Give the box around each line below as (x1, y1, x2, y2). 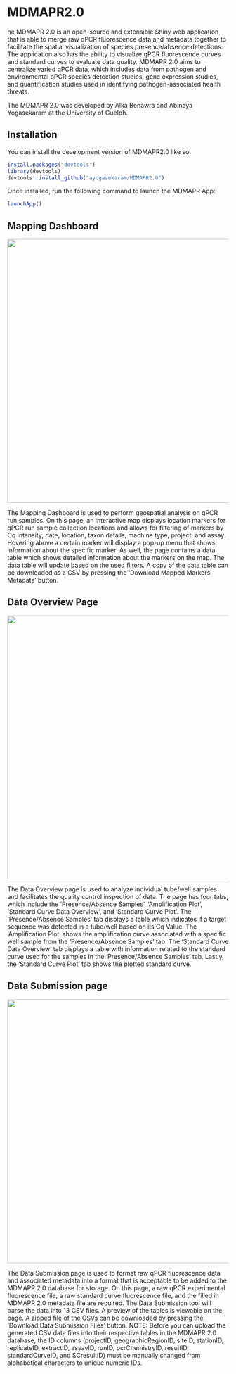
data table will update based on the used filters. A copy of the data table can (7, 561, 229, 570)
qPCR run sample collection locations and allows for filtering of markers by (7, 523, 224, 532)
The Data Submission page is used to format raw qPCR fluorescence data (7, 1268, 221, 1277)
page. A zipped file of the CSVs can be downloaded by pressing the (7, 1313, 204, 1322)
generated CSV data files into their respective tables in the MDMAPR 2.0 (7, 1328, 217, 1337)
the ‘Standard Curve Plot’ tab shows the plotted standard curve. (7, 960, 192, 968)
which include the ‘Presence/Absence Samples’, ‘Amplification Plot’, (7, 900, 203, 908)
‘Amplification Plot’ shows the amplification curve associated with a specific (7, 929, 227, 938)
